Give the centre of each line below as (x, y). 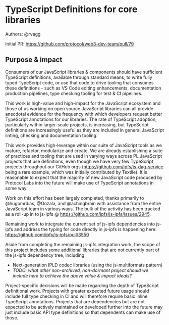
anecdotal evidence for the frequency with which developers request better (84, 114)
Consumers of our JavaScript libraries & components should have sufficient (84, 72)
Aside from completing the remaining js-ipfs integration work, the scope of (83, 244)
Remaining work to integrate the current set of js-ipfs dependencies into (80, 224)
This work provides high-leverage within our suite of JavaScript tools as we (84, 145)
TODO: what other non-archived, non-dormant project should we (80, 270)
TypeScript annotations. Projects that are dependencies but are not (75, 301)
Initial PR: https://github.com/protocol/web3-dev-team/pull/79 (70, 43)
